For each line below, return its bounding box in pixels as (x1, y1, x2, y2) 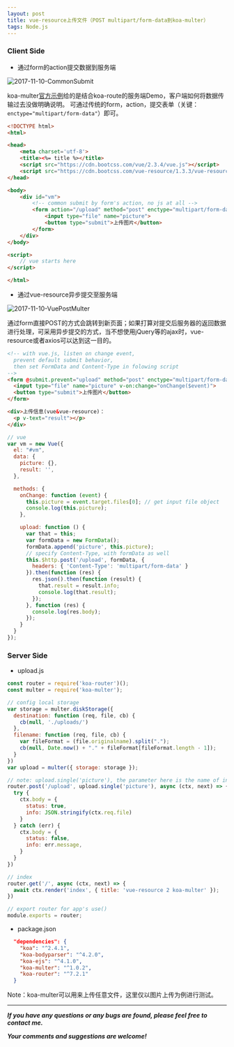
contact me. (7, 1018, 43, 1027)
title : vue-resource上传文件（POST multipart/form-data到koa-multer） (7, 17, 209, 24)
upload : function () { (19, 524, 86, 531)
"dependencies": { (13, 938, 68, 946)
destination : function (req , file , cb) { (13, 712, 136, 719)
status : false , (25, 835, 70, 842)
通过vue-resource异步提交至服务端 (17, 290, 118, 299)
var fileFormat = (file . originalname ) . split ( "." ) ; (19, 738, 170, 745)
